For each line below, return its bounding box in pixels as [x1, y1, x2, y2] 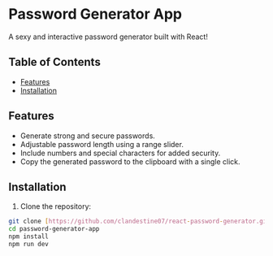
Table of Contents [8, 55, 102, 69]
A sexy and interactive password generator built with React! [8, 32, 209, 41]
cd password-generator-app [8, 225, 100, 233]
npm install [8, 232, 49, 241]
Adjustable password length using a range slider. [19, 139, 184, 149]
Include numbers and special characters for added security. [19, 148, 221, 158]
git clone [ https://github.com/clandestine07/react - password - [8, 217, 223, 226]
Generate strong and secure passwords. [19, 131, 156, 141]
